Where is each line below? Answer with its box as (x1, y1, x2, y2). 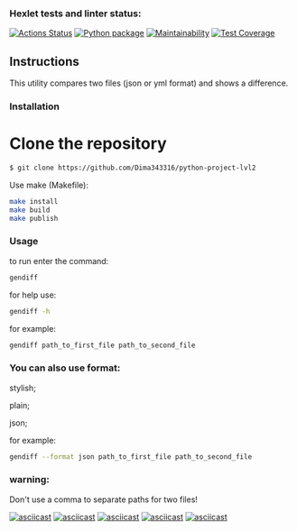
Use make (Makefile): (9, 179, 88, 190)
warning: (9, 473, 50, 486)
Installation (9, 100, 60, 113)
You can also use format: (9, 362, 121, 374)
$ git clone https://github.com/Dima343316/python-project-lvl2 (9, 163, 256, 172)
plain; (9, 399, 30, 410)
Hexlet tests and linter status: (9, 7, 142, 20)
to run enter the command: (9, 255, 109, 266)
